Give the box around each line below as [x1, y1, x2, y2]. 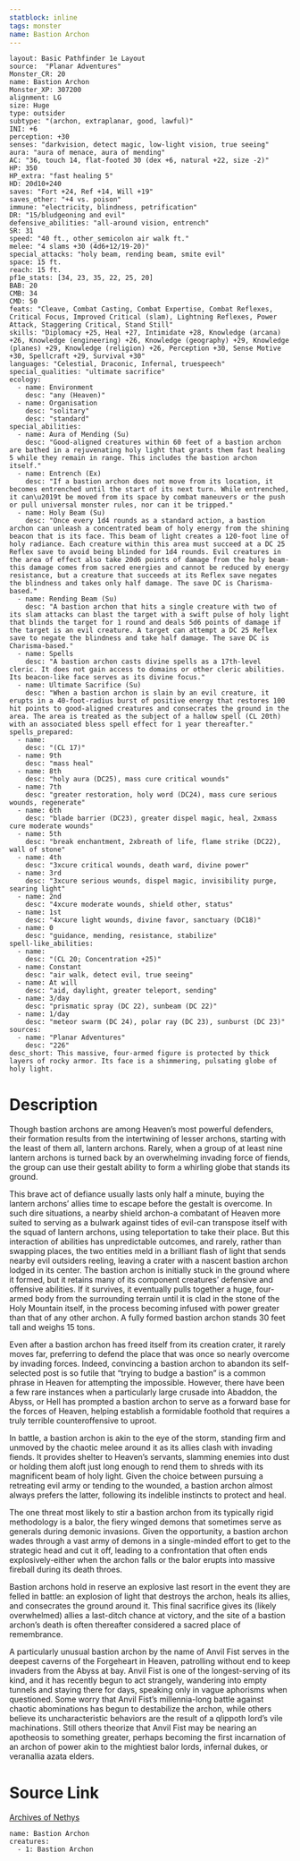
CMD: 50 [9, 297, 38, 306]
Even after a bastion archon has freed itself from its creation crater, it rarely [9, 1339, 286, 1350]
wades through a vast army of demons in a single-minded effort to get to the [9, 1536, 291, 1547]
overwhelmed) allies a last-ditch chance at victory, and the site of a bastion [9, 1610, 286, 1621]
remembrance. [9, 1629, 64, 1640]
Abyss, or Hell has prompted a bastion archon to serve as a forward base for [9, 1396, 291, 1407]
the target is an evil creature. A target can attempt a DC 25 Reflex [9, 626, 278, 636]
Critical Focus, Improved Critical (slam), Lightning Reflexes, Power [9, 312, 278, 322]
